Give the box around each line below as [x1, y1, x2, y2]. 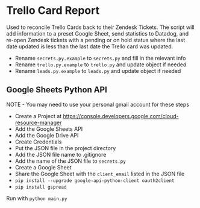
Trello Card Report [6, 4, 100, 17]
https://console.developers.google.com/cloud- [63, 112, 179, 119]
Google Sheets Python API [6, 85, 107, 95]
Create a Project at [14, 112, 62, 119]
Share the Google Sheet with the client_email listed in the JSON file [14, 170, 185, 177]
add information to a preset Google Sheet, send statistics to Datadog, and [6, 30, 189, 37]
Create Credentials [14, 138, 62, 145]
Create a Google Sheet [14, 163, 72, 171]
